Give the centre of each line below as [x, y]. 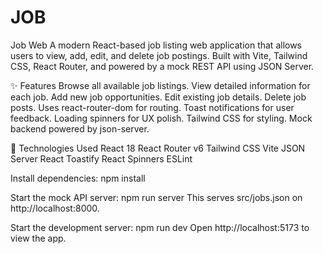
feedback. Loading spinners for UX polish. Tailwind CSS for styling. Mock [161, 118]
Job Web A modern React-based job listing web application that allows [156, 45]
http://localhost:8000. [55, 208]
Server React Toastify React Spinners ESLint [101, 158]
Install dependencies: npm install [78, 178]
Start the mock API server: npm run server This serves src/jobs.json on [156, 197]
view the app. [38, 238]
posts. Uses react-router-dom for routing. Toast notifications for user [152, 107]
